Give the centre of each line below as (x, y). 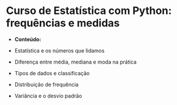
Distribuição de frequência (46, 84)
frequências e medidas (63, 23)
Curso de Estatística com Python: (89, 11)
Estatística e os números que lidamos (60, 50)
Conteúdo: (28, 39)
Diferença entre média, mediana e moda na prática (76, 62)
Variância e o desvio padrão (48, 96)
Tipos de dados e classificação (52, 73)
